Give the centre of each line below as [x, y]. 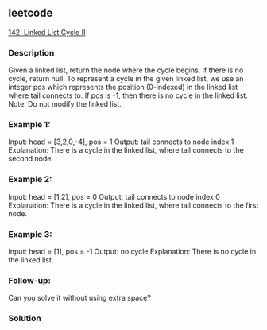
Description [31, 52]
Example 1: [29, 125]
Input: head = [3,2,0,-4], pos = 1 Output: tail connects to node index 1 [121, 142]
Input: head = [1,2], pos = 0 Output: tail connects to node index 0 [114, 196]
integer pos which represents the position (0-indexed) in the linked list [123, 87]
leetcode [31, 13]
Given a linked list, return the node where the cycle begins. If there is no [126, 70]
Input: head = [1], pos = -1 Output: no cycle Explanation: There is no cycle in [132, 251]
